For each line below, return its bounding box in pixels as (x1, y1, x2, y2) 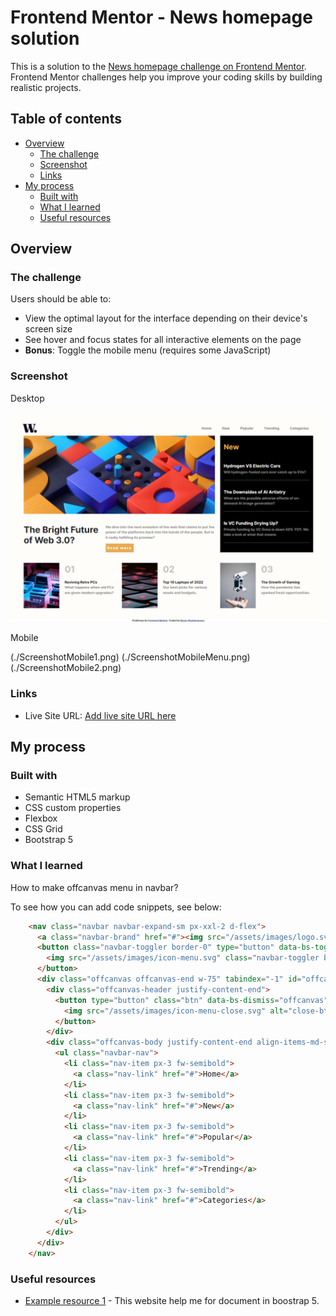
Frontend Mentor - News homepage (10, 6, 313, 29)
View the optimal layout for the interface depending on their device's (24, 312, 308, 325)
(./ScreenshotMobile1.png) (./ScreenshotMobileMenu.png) (10, 651, 251, 663)
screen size (24, 323, 73, 335)
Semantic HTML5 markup (24, 791, 131, 803)
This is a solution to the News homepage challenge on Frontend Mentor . (10, 60, 307, 72)
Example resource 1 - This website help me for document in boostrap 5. (24, 1294, 320, 1306)
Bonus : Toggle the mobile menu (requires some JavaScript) (24, 344, 272, 356)
